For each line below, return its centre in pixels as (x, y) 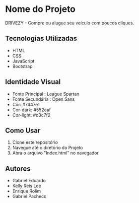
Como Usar (23, 130)
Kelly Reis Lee (27, 186)
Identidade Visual (33, 82)
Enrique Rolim (27, 191)
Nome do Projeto (40, 9)
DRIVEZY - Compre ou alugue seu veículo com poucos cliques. (69, 23)
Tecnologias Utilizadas (41, 38)
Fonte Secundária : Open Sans (43, 99)
